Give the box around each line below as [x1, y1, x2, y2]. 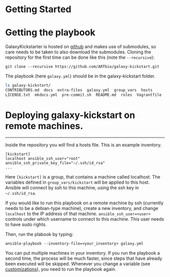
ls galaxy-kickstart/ [5, 83, 51, 88]
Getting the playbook [5, 27, 96, 39]
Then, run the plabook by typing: [5, 231, 73, 237]
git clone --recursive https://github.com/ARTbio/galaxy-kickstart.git [5, 64, 159, 70]
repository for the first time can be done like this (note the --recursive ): [5, 54, 155, 60]
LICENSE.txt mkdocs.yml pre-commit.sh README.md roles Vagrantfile [5, 92, 162, 97]
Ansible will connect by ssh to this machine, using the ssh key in [5, 184, 139, 191]
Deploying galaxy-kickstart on [5, 109, 136, 121]
